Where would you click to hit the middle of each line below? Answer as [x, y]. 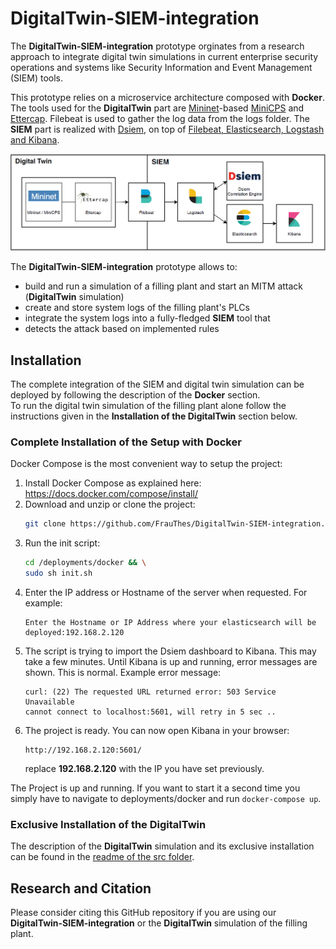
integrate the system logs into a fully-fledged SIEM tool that [147, 318]
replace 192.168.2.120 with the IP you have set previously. [144, 768]
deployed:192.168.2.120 [74, 632]
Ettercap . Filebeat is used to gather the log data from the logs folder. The [160, 118]
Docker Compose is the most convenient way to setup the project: [146, 464]
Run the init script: [62, 543]
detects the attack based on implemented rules [122, 329]
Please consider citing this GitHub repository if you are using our [143, 912]
